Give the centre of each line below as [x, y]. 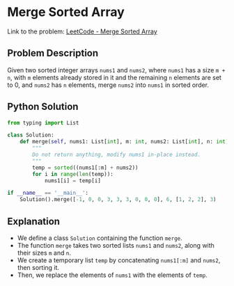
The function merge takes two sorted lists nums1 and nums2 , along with [116, 245]
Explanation [34, 221]
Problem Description [53, 53]
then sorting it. [38, 268]
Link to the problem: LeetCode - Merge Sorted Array [83, 31]
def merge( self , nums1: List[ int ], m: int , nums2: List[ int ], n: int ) [124, 142]
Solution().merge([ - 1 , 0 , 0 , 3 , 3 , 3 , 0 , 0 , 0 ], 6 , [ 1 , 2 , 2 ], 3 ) [118, 200]
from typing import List [43, 122]
